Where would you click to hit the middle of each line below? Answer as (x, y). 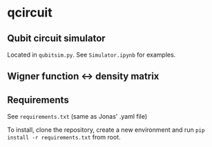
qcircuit (30, 13)
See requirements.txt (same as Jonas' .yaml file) (77, 117)
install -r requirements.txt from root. (64, 137)
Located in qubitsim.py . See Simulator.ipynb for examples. (91, 55)
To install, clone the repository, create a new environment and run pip (106, 130)
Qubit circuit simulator (56, 38)
